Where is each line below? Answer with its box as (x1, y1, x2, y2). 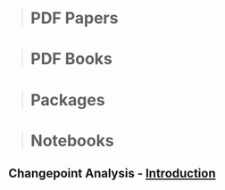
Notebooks (29, 130, 114, 151)
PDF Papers (29, 8, 119, 29)
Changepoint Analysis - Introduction (8, 166, 216, 181)
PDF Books (29, 49, 113, 70)
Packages (29, 89, 105, 110)
